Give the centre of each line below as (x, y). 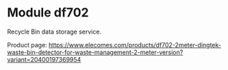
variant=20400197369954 (44, 59)
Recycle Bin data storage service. (54, 32)
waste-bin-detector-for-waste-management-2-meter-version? (95, 52)
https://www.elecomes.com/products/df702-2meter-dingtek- (135, 45)
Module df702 (48, 13)
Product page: (27, 45)
